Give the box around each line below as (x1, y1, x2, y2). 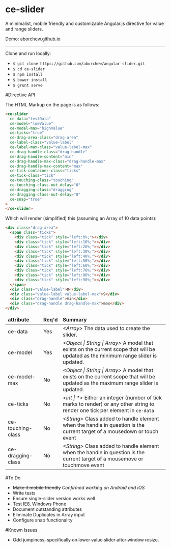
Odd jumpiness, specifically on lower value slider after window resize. (12, 537, 159, 543)
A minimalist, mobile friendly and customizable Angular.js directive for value (5, 20, 164, 26)
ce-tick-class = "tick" (10, 173, 56, 178)
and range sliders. (5, 25, 43, 32)
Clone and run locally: (5, 50, 51, 57)
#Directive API (5, 92, 36, 98)
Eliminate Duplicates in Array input (12, 512, 85, 518)
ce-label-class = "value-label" (10, 140, 74, 145)
